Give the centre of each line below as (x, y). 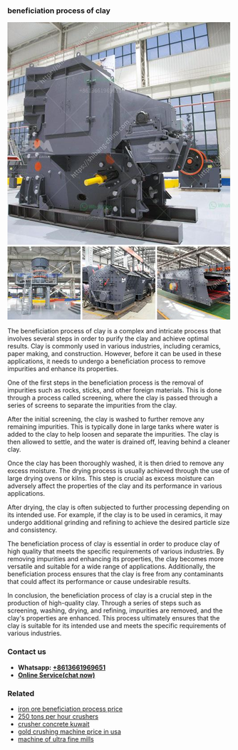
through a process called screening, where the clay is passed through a (113, 398)
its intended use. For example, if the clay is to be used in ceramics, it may (115, 515)
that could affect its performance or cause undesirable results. (99, 582)
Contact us (27, 652)
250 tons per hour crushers (58, 716)
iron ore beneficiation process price (70, 709)
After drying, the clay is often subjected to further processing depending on (118, 507)
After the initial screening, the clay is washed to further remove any (106, 420)
